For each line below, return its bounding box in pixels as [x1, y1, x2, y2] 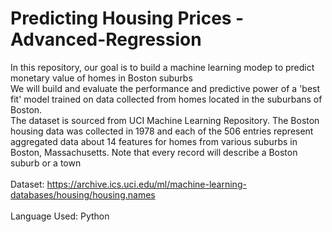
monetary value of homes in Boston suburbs [10, 72, 193, 84]
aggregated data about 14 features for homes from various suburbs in [10, 135, 298, 147]
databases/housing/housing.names [10, 188, 156, 201]
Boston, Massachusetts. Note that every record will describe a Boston [10, 146, 298, 158]
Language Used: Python [10, 210, 110, 222]
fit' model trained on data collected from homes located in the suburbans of [10, 93, 323, 105]
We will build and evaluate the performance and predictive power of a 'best [10, 82, 321, 94]
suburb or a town [10, 157, 82, 169]
